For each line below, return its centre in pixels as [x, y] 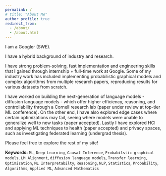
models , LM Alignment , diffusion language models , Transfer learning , [76, 158]
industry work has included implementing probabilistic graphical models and [83, 76]
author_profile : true [28, 19]
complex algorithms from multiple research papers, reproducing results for [81, 82]
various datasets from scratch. [36, 87]
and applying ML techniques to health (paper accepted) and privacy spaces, [83, 128]
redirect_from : [21, 23]
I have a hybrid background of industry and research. [59, 56]
